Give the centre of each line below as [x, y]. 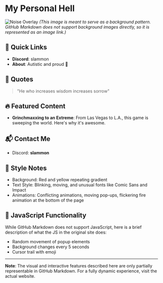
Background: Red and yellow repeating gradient [60, 180]
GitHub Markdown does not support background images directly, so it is [77, 27]
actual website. [20, 276]
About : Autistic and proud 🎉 [40, 64]
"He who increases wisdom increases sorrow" [63, 91]
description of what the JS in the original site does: [56, 232]
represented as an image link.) [36, 32]
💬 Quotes [19, 80]
